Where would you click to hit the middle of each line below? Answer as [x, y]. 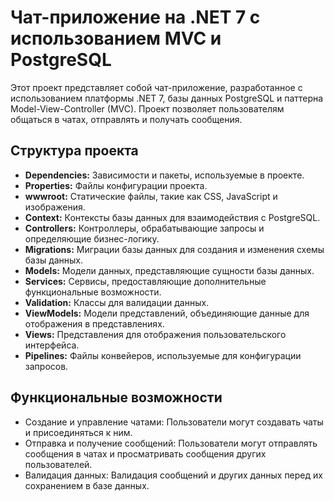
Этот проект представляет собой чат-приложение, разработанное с [156, 87]
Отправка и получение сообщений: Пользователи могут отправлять [171, 443]
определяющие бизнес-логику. [92, 238]
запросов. [46, 366]
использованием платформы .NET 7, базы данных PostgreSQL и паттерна [167, 98]
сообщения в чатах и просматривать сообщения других [145, 453]
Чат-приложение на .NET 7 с [135, 17]
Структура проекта [74, 151]
